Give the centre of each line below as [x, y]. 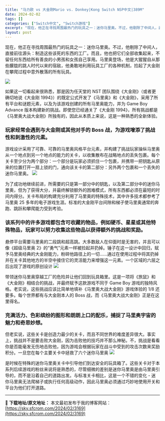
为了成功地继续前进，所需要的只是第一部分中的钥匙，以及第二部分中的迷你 [80, 184]
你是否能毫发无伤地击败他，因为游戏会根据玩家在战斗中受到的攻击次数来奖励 [82, 346]
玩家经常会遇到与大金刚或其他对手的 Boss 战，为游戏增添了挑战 [80, 130]
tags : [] [14, 19]
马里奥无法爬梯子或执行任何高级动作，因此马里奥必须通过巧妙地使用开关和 [84, 381]
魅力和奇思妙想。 [25, 323]
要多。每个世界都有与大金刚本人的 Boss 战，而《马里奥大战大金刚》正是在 [80, 295]
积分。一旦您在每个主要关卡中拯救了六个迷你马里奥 [57, 353]
